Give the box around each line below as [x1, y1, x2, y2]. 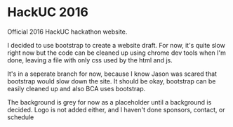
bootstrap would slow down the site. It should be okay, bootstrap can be [7, 76, 216, 85]
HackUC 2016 [7, 4, 89, 20]
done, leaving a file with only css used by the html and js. [7, 55, 173, 64]
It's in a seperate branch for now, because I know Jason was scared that [7, 69, 218, 78]
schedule [7, 113, 34, 121]
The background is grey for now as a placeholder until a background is [7, 98, 212, 106]
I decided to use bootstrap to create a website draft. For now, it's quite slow [7, 41, 226, 49]
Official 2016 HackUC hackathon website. [7, 27, 128, 36]
